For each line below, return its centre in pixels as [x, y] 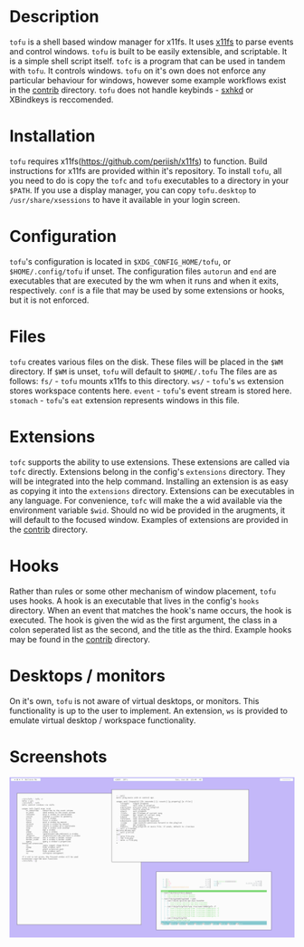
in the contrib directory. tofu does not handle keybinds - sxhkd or [132, 90]
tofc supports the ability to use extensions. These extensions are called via [150, 462]
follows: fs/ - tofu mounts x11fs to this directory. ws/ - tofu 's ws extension [147, 381]
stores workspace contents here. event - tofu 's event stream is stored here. [151, 391]
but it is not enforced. [49, 300]
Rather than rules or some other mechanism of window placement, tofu [143, 591]
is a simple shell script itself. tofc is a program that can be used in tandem [147, 61]
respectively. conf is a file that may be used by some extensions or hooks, [147, 290]
